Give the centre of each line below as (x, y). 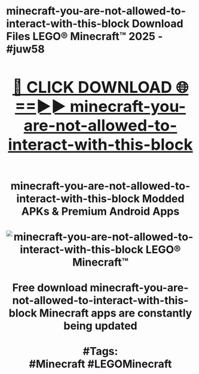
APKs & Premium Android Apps (100, 211)
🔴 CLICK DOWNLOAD (92, 87)
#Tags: (100, 351)
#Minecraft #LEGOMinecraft (100, 364)
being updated (100, 326)
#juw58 (25, 49)
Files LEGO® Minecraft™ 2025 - (85, 37)
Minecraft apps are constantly (116, 313)
